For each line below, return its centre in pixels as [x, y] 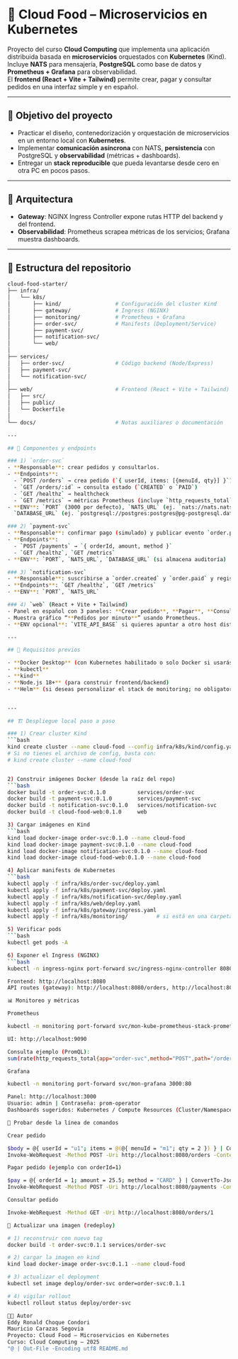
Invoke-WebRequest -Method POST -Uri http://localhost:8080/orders [109, 1155]
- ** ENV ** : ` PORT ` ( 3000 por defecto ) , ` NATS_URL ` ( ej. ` [95, 507]
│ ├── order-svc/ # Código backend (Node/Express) [110, 363]
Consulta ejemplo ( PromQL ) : [49, 1051]
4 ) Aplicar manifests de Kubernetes [61, 871]
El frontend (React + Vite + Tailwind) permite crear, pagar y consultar [109, 79]
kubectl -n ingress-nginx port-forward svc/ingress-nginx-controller [112, 969]
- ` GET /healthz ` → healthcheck [62, 494]
